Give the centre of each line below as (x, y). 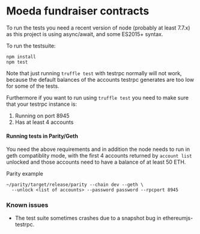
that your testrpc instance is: (42, 104)
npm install (21, 57)
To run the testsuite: (31, 46)
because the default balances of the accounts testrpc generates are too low (100, 79)
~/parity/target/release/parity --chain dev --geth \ (75, 185)
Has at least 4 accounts (44, 122)
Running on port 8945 (42, 115)
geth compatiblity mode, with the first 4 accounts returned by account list (99, 156)
